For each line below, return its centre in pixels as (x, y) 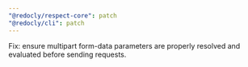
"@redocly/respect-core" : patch (63, 16)
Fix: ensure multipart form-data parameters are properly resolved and (124, 45)
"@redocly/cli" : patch (46, 23)
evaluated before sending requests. (67, 54)
